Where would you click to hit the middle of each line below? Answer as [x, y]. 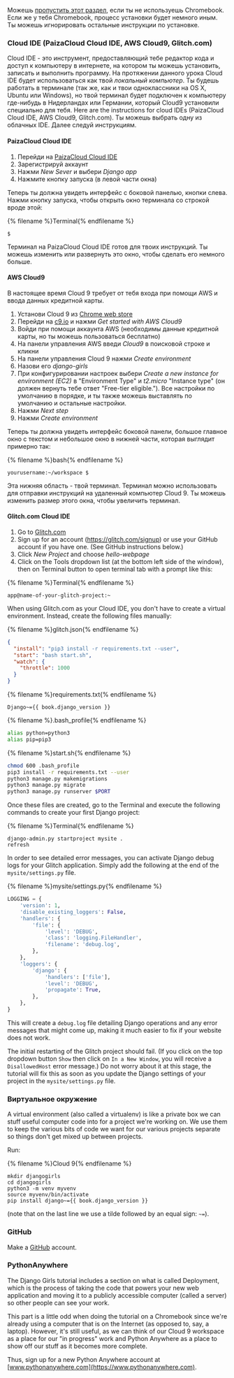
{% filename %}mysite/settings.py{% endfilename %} [85, 886]
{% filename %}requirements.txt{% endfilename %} [82, 695]
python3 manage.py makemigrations [58, 778]
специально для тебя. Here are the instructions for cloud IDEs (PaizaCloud [116, 110]
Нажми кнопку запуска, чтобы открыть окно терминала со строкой [108, 200]
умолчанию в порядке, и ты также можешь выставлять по [104, 396]
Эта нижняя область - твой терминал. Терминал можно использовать [112, 486]
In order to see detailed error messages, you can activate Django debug [111, 858]
